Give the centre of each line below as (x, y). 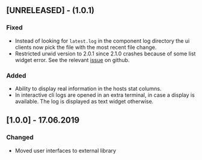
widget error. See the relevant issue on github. (72, 60)
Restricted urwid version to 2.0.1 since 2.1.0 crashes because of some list (105, 54)
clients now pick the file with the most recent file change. (86, 47)
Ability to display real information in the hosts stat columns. (88, 88)
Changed (20, 137)
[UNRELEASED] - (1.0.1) (50, 11)
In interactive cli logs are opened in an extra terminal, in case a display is (105, 95)
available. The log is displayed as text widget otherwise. (84, 101)
